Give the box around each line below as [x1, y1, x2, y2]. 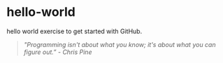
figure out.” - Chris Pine [23, 48, 92, 56]
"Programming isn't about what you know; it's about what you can [23, 40, 216, 48]
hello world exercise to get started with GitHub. [6, 27, 143, 35]
